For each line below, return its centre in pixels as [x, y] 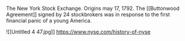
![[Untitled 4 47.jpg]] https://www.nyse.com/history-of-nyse [78, 32]
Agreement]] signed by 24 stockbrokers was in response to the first [88, 14]
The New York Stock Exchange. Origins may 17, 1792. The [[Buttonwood [93, 8]
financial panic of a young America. [49, 20]
